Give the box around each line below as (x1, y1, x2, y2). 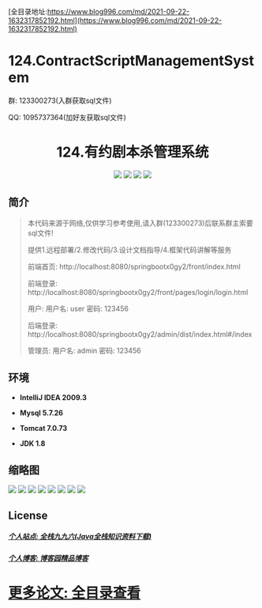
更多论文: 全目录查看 (8, 583, 140, 602)
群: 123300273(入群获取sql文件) (8, 96, 112, 105)
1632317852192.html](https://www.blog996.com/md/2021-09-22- (8, 16, 223, 25)
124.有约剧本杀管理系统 (56, 143, 209, 161)
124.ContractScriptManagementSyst (8, 52, 255, 70)
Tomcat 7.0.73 (19, 423, 68, 432)
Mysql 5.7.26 (19, 408, 63, 417)
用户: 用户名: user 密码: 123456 (27, 304, 129, 313)
